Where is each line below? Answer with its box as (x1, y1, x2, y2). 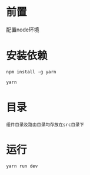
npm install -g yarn (6, 69, 57, 74)
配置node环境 (6, 26, 39, 33)
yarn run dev (6, 163, 38, 169)
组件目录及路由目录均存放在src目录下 (6, 122, 84, 128)
